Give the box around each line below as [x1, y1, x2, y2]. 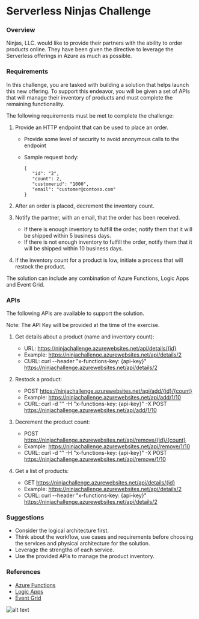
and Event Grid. [6, 281, 45, 288]
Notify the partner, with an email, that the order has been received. [14, 214, 180, 221]
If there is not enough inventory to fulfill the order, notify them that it [23, 238, 192, 246]
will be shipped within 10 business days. [23, 244, 123, 252]
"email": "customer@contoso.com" [32, 186, 116, 192]
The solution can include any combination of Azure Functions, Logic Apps [6, 275, 189, 282]
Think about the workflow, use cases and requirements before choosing [14, 533, 194, 541]
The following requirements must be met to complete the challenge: [6, 112, 174, 119]
